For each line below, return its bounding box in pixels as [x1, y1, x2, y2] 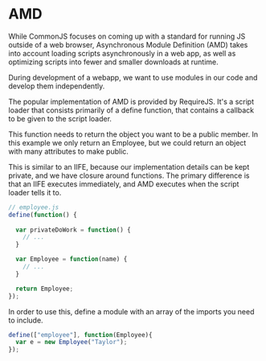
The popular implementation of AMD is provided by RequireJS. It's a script [8, 96, 255, 106]
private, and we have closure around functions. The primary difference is [8, 170, 250, 180]
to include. [8, 315, 43, 325]
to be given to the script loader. [8, 113, 113, 123]
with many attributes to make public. [8, 146, 129, 156]
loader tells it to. [8, 187, 62, 197]
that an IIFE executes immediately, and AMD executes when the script [8, 178, 239, 189]
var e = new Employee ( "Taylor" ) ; [15, 338, 128, 347]
